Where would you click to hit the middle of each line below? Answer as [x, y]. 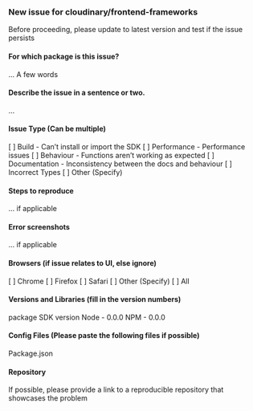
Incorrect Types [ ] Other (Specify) [65, 172]
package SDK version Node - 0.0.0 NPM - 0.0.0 [87, 317]
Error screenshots [39, 226]
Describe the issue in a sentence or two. [77, 93]
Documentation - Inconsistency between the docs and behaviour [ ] [120, 164]
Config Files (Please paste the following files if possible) [104, 336]
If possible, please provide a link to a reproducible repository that [116, 390]
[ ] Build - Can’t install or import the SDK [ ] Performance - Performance [127, 146]
